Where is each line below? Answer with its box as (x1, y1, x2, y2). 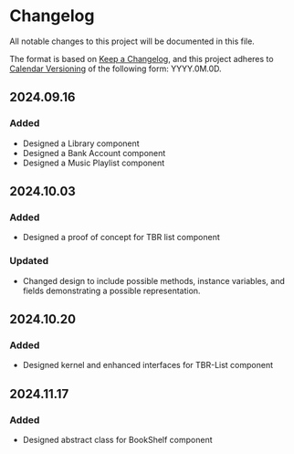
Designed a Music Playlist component (22, 157, 165, 168)
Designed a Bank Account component (22, 147, 166, 158)
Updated (9, 255, 48, 268)
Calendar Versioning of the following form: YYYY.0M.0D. (9, 63, 222, 74)
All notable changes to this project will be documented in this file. (9, 36, 256, 47)
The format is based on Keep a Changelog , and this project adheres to (9, 53, 274, 64)
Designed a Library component (22, 138, 140, 149)
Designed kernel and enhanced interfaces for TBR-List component (22, 360, 274, 371)
